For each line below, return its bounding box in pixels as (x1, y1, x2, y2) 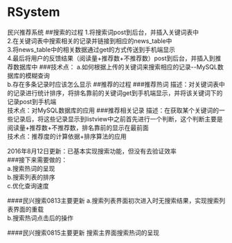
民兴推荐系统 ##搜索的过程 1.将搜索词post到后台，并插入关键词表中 (7, 28, 199, 36)
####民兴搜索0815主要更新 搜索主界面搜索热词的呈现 (7, 228, 159, 237)
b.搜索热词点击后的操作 (7, 213, 74, 222)
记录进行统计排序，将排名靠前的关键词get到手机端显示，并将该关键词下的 (12, 88, 223, 97)
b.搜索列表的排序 (7, 173, 55, 181)
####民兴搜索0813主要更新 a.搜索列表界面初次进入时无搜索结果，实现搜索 (7, 196, 220, 205)
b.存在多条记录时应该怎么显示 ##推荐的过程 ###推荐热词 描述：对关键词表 (7, 80, 220, 88)
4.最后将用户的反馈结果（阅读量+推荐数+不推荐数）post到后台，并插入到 (7, 53, 216, 62)
